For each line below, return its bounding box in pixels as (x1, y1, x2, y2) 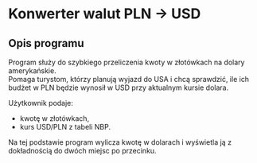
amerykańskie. (8, 66, 57, 76)
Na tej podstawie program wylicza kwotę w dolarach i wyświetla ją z (8, 138, 232, 147)
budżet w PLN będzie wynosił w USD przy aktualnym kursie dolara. (8, 83, 229, 92)
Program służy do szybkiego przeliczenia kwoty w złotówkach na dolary (8, 57, 245, 67)
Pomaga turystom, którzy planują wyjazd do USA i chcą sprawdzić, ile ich (8, 75, 249, 83)
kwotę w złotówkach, (19, 114, 90, 123)
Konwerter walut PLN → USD (8, 5, 201, 23)
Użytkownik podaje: (8, 99, 74, 107)
